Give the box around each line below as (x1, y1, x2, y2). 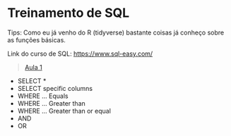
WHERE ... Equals (17, 92, 69, 100)
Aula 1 (24, 63, 42, 71)
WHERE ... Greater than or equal (17, 106, 112, 115)
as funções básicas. (7, 35, 66, 44)
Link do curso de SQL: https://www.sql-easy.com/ (7, 49, 153, 58)
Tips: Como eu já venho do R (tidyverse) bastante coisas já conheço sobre (7, 28, 225, 37)
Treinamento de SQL (7, 5, 130, 21)
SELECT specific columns (17, 84, 93, 92)
